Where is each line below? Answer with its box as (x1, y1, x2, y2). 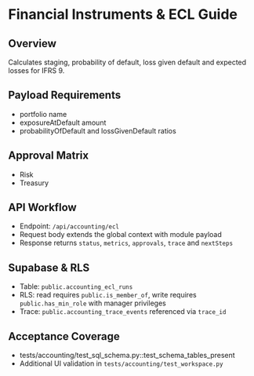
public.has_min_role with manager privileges (19, 298, 166, 308)
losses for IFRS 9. (8, 66, 65, 75)
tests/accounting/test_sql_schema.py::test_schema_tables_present (19, 351, 235, 360)
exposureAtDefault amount (19, 118, 107, 127)
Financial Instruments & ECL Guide (8, 5, 238, 24)
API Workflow (8, 201, 77, 214)
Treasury (19, 178, 49, 188)
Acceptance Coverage (8, 330, 120, 343)
